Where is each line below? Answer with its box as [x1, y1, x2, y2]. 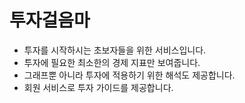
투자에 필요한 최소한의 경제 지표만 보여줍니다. [23, 56, 201, 68]
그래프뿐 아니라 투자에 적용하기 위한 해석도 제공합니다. [23, 69, 236, 81]
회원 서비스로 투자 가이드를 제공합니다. [23, 81, 174, 93]
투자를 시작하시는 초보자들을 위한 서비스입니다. [23, 44, 207, 56]
